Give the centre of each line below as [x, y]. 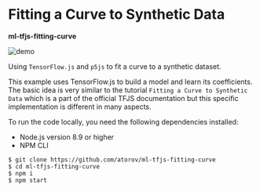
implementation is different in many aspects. [80, 107]
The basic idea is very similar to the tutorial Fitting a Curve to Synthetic [128, 90]
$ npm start [27, 180]
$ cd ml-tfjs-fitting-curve [54, 166]
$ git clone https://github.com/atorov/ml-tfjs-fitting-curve [112, 159]
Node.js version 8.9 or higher [67, 137]
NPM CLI [34, 145]
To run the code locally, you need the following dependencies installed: [123, 121]
